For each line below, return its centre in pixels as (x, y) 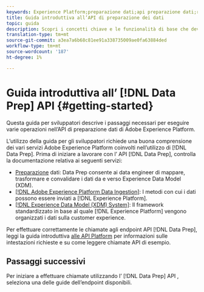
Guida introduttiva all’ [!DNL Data (91, 93)
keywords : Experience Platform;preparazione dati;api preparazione (93, 12)
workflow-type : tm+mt (34, 46)
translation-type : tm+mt (38, 35)
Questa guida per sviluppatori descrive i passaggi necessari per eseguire (98, 123)
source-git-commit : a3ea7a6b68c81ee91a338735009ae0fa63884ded (87, 40)
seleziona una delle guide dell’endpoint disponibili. (69, 283)
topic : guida (23, 23)
